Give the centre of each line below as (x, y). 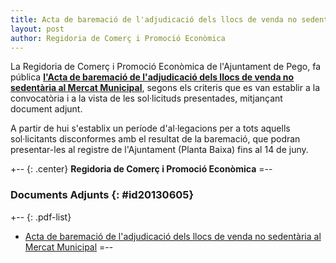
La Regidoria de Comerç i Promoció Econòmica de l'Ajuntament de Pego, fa (166, 67)
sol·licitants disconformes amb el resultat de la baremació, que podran (155, 139)
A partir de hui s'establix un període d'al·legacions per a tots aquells (150, 128)
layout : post (37, 29)
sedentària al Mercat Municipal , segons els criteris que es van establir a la (165, 88)
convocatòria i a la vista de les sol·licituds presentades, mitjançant (146, 98)
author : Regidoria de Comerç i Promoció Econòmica (118, 38)
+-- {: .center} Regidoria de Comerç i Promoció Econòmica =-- (141, 169)
